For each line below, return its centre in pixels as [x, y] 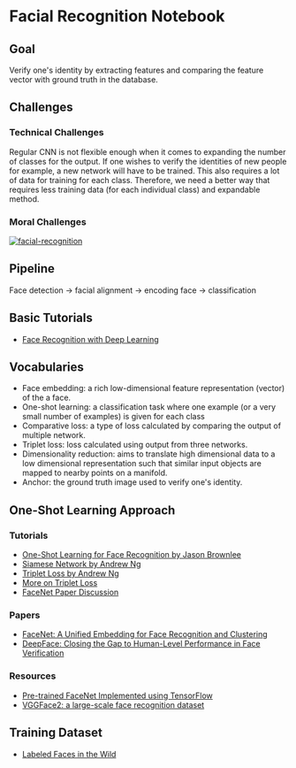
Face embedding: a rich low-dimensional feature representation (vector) [153, 388]
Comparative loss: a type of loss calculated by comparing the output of [151, 426]
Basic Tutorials [51, 318]
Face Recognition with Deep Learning [90, 339]
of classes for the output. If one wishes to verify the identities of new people [148, 161]
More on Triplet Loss [60, 583]
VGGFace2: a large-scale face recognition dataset [113, 704]
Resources [33, 676]
